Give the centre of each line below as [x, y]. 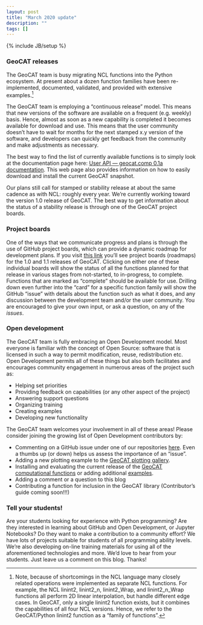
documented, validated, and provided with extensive [107, 88]
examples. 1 [20, 94]
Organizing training [39, 405]
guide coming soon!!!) [42, 492]
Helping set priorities [41, 385]
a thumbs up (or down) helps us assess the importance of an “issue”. [101, 454]
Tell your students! [34, 508]
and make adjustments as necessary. [52, 145]
